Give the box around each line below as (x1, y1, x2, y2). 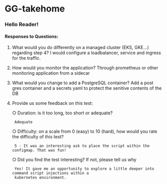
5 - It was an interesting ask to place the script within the (14, 143, 150, 148)
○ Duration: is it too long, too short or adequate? (12, 110, 113, 116)
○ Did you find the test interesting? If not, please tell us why (12, 156, 137, 163)
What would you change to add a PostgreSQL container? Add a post (12, 80, 154, 86)
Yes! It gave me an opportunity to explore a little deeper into (14, 166, 154, 171)
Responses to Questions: (5, 33, 59, 39)
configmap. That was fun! (12, 148, 66, 153)
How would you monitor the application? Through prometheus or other (12, 65, 158, 71)
